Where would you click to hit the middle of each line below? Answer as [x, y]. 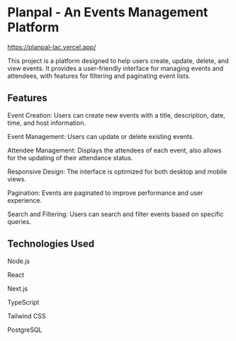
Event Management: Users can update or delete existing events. [101, 136]
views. [17, 179]
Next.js [18, 289]
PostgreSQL [25, 330]
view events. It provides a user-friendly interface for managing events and [116, 68]
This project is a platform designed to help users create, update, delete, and [118, 60]
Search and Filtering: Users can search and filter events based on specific [116, 214]
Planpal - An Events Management [108, 12]
